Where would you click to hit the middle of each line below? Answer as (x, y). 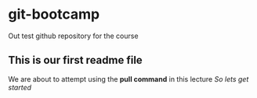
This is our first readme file (75, 60)
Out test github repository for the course (73, 36)
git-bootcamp (54, 14)
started (20, 87)
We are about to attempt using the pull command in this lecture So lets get (128, 79)
